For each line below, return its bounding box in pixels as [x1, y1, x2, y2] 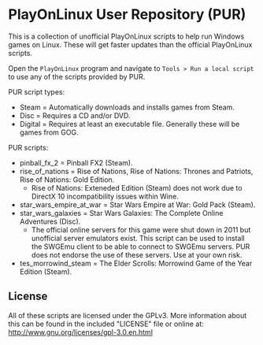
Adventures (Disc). [19, 217, 81, 226]
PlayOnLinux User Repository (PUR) [8, 6, 246, 24]
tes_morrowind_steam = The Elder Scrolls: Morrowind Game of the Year [19, 258, 253, 268]
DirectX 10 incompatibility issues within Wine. [31, 191, 179, 201]
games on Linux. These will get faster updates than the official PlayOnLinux [8, 39, 253, 49]
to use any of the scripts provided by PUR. [8, 72, 146, 81]
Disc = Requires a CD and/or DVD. [19, 110, 131, 120]
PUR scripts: [8, 143, 49, 152]
